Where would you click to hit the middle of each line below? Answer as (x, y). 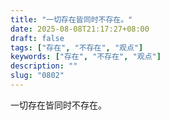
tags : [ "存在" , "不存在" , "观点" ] (77, 47)
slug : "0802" (37, 76)
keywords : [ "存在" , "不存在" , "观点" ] (86, 57)
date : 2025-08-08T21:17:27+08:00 (80, 29)
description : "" (44, 66)
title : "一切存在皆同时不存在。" (71, 19)
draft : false (37, 38)
